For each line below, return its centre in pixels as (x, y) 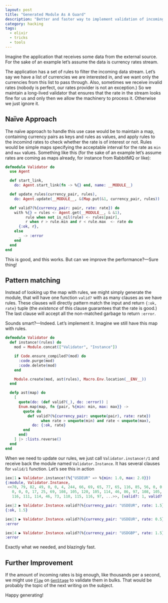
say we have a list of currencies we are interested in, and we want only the (82, 77)
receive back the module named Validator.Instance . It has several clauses (82, 463)
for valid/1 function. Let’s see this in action (50, 468)
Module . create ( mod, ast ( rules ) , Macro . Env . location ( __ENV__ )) (80, 379)
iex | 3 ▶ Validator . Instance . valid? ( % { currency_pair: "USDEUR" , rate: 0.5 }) (86, 519)
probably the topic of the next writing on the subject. (59, 585)
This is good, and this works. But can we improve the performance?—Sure (82, 259)
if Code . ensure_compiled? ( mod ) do (50, 356)
